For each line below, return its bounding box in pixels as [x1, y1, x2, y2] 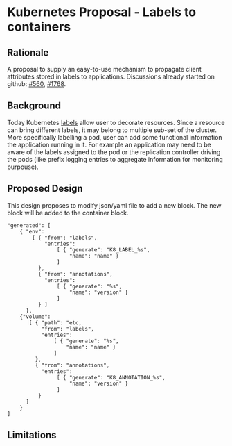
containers [7, 19, 71, 35]
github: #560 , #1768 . [7, 80, 66, 88]
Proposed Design [7, 183, 83, 195]
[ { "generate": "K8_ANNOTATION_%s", [56, 374, 166, 381]
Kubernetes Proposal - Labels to [7, 4, 196, 20]
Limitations [7, 429, 57, 441]
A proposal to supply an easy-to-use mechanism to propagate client [7, 65, 202, 73]
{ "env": [19, 228, 45, 235]
